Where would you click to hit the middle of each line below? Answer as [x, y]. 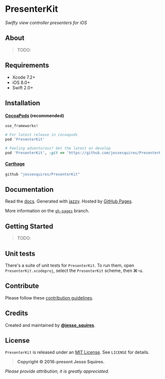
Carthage [15, 164]
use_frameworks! [22, 126]
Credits [17, 313]
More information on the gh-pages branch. [47, 211]
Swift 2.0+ [23, 87]
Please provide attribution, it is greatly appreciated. [57, 371]
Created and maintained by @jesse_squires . [50, 325]
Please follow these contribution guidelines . [49, 298]
